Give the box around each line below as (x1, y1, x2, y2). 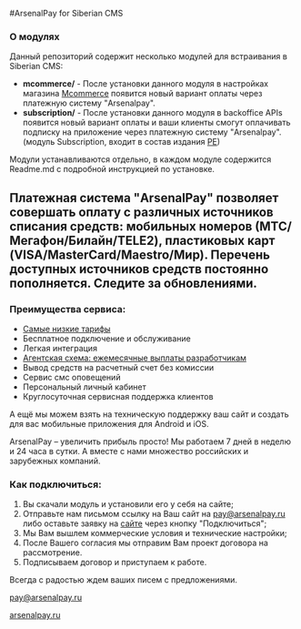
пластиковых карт (165, 232, 276, 249)
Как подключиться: (9, 478, 102, 491)
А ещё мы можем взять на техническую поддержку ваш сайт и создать (9, 409, 289, 420)
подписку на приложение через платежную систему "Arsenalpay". (22, 127, 282, 137)
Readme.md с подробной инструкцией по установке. (9, 164, 216, 175)
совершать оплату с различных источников (9, 204, 274, 219)
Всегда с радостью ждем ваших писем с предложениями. (9, 574, 238, 585)
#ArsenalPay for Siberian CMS (9, 8, 124, 18)
